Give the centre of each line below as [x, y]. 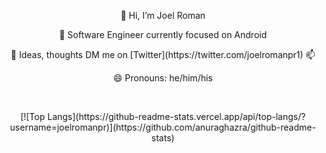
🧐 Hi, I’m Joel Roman [163, 15]
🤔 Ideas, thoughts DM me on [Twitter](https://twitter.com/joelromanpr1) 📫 [163, 54]
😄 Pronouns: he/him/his [163, 78]
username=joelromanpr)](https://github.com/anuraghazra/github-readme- [163, 127]
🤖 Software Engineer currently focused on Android [162, 34]
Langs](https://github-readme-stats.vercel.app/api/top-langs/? [176, 116]
